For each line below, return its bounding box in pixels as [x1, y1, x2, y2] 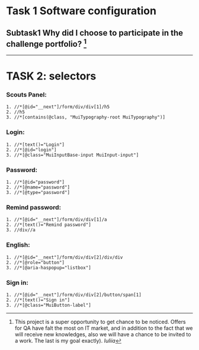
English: [6, 241, 31, 249]
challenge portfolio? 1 [6, 37, 87, 49]
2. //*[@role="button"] [6, 259, 65, 265]
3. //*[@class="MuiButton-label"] [6, 302, 92, 308]
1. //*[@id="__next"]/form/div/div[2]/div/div [6, 254, 123, 260]
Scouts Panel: [6, 91, 47, 99]
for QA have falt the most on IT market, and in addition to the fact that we [14, 324, 194, 332]
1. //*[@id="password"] [6, 179, 65, 185]
